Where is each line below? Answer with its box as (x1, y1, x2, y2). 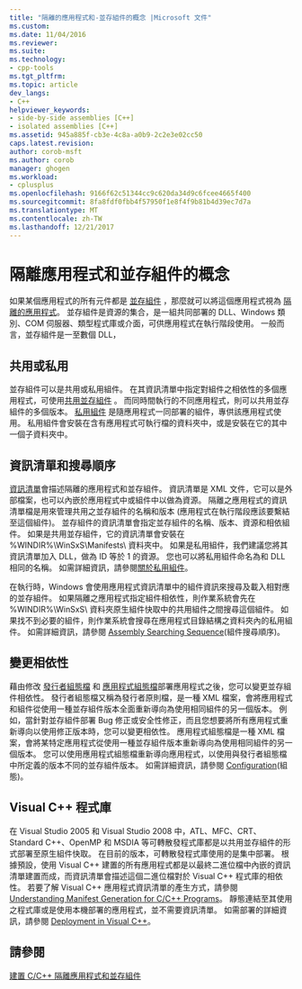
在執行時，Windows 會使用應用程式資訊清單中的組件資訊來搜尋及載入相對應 (9, 582, 290, 593)
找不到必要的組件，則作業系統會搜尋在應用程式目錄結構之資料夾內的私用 (16, 615, 285, 626)
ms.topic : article (9, 80, 78, 89)
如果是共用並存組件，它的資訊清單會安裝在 (26, 529, 185, 540)
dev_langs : (9, 88, 50, 97)
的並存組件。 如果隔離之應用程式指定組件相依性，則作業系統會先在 (9, 593, 256, 603)
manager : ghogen (9, 164, 70, 173)
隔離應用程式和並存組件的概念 (9, 264, 231, 285)
